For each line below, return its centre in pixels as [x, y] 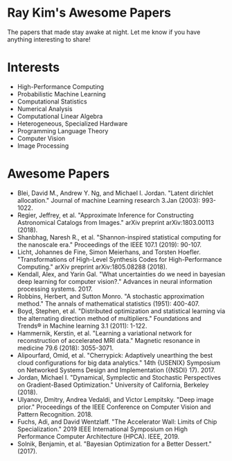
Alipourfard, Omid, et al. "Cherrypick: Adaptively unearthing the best [115, 355]
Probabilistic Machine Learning [61, 94]
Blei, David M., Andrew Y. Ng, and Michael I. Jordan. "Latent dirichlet [115, 193]
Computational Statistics [52, 101]
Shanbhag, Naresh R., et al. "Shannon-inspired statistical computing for [119, 237]
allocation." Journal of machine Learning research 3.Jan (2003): [109, 200]
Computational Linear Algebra [60, 116]
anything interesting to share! [49, 39]
